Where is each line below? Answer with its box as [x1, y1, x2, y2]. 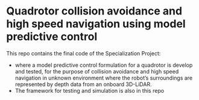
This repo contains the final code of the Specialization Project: [6, 49, 161, 57]
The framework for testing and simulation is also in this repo [14, 87, 165, 94]
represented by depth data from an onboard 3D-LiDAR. [14, 80, 152, 88]
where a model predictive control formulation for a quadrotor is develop [14, 61, 193, 69]
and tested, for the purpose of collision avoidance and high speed [14, 67, 179, 75]
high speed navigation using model [6, 17, 186, 31]
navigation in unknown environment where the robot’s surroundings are [14, 74, 193, 81]
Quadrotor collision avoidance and [6, 4, 183, 18]
